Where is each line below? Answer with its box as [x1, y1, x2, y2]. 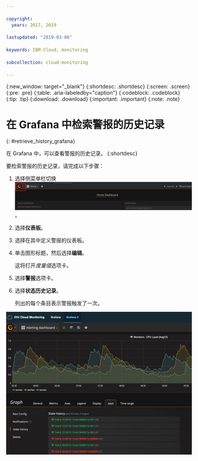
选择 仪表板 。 [14, 224, 46, 231]
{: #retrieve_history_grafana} [6, 138, 75, 145]
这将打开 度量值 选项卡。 [14, 262, 72, 269]
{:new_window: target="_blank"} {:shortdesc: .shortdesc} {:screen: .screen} [6, 83, 190, 90]
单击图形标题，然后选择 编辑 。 [14, 249, 87, 256]
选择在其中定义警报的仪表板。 [14, 237, 87, 244]
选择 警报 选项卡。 [14, 274, 57, 281]
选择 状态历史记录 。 [14, 287, 62, 294]
